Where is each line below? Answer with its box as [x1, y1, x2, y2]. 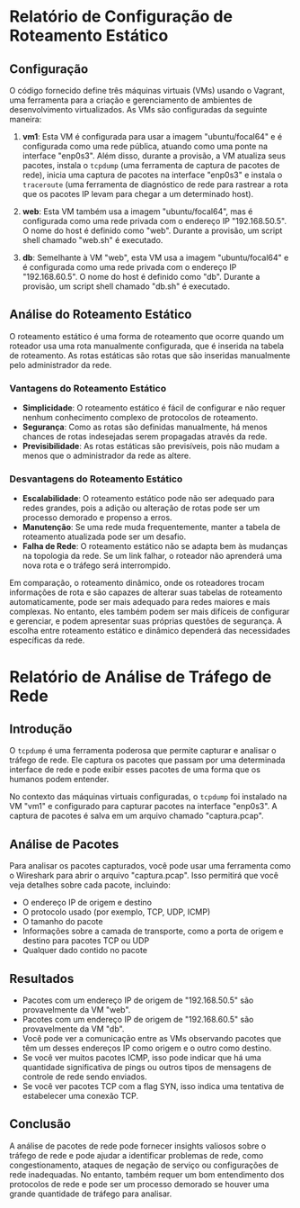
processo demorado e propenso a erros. [22, 512, 172, 523]
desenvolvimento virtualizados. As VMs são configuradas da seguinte [9, 104, 268, 114]
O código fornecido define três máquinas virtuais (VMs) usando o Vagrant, [9, 86, 286, 95]
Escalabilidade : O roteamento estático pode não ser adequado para [22, 493, 276, 504]
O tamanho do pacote [22, 916, 103, 927]
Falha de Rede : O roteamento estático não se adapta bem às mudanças [22, 541, 288, 552]
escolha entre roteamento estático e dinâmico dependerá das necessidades [9, 626, 291, 636]
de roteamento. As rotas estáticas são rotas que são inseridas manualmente [9, 349, 291, 361]
